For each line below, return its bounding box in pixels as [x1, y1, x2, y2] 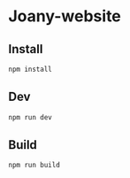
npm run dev [8, 112, 52, 121]
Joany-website [8, 6, 121, 27]
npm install [8, 65, 52, 74]
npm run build [8, 161, 61, 170]
